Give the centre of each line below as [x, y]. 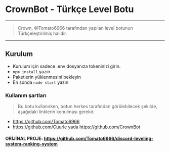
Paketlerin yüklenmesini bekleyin [47, 77]
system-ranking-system [32, 144]
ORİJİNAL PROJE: [24, 138]
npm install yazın [31, 71]
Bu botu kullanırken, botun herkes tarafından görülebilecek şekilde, [88, 107]
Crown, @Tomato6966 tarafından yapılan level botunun [75, 28]
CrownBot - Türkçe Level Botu [70, 9]
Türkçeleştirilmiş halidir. [42, 33]
